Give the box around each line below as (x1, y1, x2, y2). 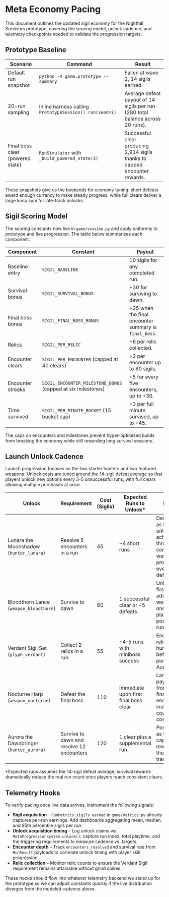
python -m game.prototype (39, 73, 101, 79)
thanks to (124, 155, 147, 162)
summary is (129, 323, 157, 330)
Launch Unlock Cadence (5, 452, 84, 461)
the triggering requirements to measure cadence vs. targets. (12, 838, 138, 845)
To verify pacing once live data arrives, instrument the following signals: (5, 802, 154, 808)
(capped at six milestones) (42, 385, 105, 392)
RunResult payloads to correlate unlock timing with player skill (12, 849, 141, 856)
